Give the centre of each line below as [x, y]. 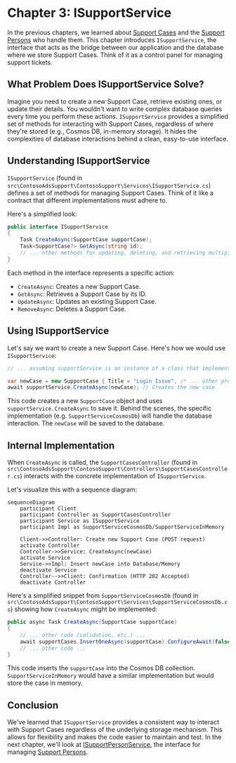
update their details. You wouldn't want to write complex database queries [115, 109]
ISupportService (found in [45, 178]
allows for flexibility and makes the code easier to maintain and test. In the [114, 737]
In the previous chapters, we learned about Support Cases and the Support [116, 32]
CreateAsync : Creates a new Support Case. [79, 286]
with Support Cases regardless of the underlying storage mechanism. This [115, 730]
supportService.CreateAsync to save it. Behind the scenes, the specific [110, 409]
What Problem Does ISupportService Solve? [106, 85]
